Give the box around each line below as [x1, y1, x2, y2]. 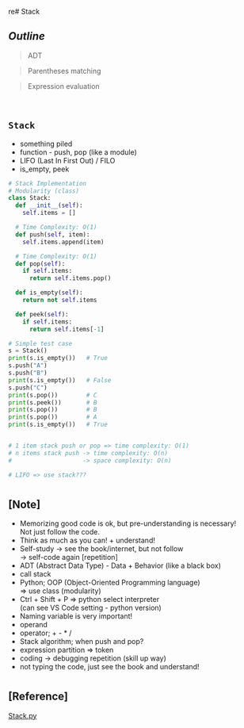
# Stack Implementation [8, 179, 87, 187]
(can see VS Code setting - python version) [19, 603, 162, 613]
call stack [19, 569, 51, 579]
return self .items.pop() [29, 274, 112, 282]
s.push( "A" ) [8, 362, 48, 370]
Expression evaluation [27, 81, 101, 90]
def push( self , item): [15, 230, 90, 239]
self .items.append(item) [22, 238, 105, 246]
